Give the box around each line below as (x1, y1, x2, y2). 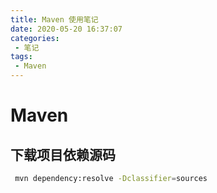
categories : (10, 33, 60, 43)
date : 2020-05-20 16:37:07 (10, 24, 123, 34)
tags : (10, 52, 33, 62)
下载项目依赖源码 (10, 146, 116, 163)
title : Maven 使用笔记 (10, 14, 99, 25)
